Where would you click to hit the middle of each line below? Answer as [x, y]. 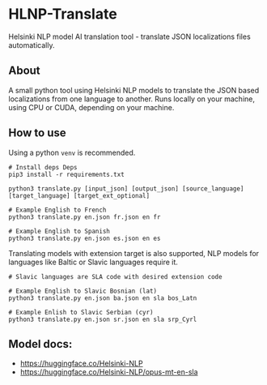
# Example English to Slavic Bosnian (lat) [83, 291]
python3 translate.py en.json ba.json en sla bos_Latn [103, 298]
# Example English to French [57, 210]
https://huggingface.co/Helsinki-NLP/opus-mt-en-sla [109, 372]
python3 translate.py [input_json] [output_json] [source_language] [126, 188]
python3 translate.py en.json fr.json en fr [85, 217]
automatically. [32, 45]
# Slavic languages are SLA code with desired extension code [115, 276]
